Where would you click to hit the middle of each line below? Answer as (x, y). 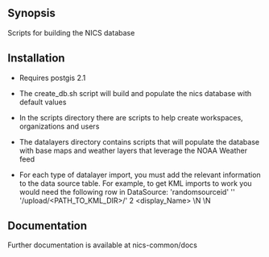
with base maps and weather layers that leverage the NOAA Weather (133, 150)
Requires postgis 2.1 (52, 78)
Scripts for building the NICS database (71, 32)
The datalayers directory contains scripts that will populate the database (139, 141)
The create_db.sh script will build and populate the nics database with (135, 93)
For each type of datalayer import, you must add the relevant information (140, 175)
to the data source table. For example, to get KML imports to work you (135, 183)
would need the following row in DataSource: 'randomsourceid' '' (127, 192)
